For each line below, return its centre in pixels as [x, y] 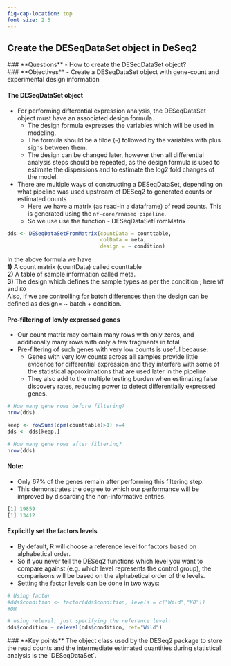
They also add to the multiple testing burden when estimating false [122, 379]
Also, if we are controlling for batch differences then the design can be [108, 296]
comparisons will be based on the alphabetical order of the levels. [111, 575]
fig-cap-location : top [40, 13]
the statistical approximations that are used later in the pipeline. [118, 371]
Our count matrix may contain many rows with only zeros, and [105, 335]
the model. [43, 176]
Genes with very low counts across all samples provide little [113, 357]
